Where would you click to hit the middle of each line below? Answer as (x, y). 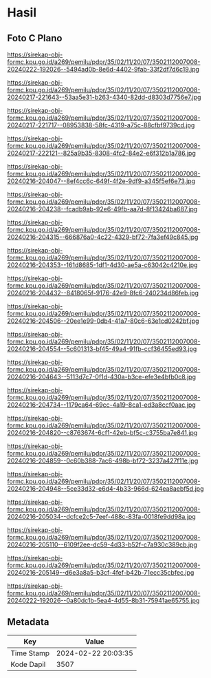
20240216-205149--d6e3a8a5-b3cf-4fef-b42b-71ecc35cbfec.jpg (101, 572)
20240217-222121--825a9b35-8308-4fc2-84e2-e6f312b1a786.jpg (101, 153)
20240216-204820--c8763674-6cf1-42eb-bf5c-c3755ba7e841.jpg (102, 433)
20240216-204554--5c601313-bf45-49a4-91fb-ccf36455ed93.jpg (102, 349)
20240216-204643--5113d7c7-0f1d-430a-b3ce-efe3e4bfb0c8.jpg (101, 377)
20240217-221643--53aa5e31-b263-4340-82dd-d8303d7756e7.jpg (104, 97)
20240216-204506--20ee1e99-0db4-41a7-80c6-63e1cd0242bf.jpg (103, 321)
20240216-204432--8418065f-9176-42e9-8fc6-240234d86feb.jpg (103, 293)
